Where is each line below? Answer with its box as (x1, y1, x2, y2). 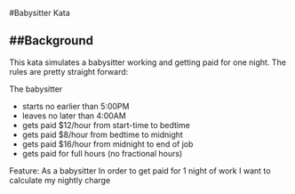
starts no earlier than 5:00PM (21, 101, 130, 111)
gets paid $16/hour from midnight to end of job (21, 138, 194, 150)
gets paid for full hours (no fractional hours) (21, 148, 183, 158)
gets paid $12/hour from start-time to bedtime (21, 119, 191, 130)
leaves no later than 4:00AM (21, 110, 126, 121)
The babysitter (9, 84, 63, 94)
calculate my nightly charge (9, 174, 111, 185)
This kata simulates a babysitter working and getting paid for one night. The (9, 57, 287, 68)
